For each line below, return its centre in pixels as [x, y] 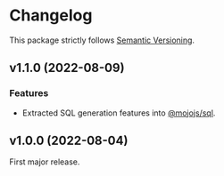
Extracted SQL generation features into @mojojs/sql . [119, 113]
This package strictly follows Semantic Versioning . [102, 40]
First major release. [45, 162]
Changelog [51, 16]
